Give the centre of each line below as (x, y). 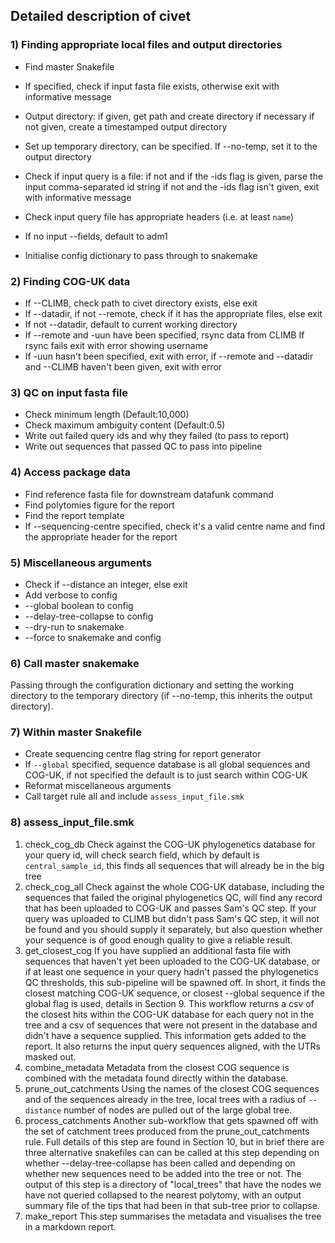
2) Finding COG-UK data (70, 281)
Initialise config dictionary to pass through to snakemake (141, 255)
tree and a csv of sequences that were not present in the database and (171, 1025)
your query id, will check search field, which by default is (142, 855)
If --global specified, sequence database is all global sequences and (167, 765)
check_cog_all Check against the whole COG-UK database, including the (174, 886)
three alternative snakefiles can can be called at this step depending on (172, 1152)
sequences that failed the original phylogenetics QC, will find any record (173, 897)
